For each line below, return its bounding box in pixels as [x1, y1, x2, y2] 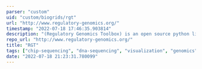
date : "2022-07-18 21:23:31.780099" [6, 53, 98, 59]
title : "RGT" [6, 43, 39, 49]
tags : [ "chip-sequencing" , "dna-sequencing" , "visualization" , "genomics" [6, 48, 198, 54]
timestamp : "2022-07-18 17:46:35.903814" [6, 25, 112, 32]
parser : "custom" [6, 8, 50, 15]
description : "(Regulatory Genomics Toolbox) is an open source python [6, 31, 189, 37]
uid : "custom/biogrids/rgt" [6, 14, 77, 20]
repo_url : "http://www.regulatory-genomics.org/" [6, 37, 133, 43]
